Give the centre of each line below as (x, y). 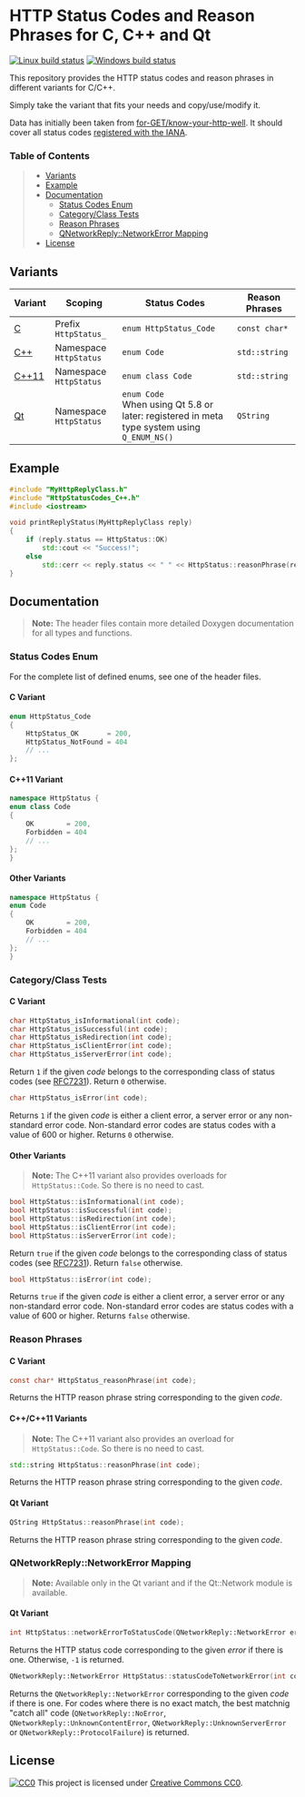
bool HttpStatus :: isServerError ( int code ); (93, 1236)
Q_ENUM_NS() (148, 438)
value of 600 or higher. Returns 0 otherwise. (92, 1134)
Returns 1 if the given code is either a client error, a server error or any (141, 1115)
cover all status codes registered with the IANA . (98, 132)
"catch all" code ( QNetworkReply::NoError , (88, 1713)
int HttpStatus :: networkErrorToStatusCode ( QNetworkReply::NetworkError (148, 1633)
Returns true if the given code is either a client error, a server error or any (147, 1297)
